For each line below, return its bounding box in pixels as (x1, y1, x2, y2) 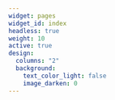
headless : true (8, 27, 60, 35)
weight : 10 (8, 34, 45, 43)
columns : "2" (15, 57, 60, 65)
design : (8, 49, 35, 57)
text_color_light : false (23, 72, 107, 80)
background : (15, 65, 57, 73)
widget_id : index (8, 19, 67, 27)
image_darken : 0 (23, 79, 79, 87)
